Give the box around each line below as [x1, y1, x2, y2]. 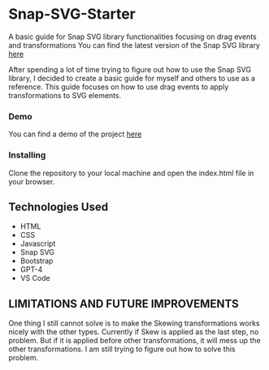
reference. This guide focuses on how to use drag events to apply [8, 82, 229, 92]
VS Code [20, 273, 50, 283]
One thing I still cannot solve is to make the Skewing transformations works [8, 318, 260, 329]
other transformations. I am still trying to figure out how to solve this [8, 344, 236, 354]
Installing [8, 149, 46, 161]
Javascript [20, 239, 56, 248]
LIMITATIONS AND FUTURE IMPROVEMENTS [8, 297, 240, 311]
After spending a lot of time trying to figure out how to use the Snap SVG [8, 64, 252, 74]
